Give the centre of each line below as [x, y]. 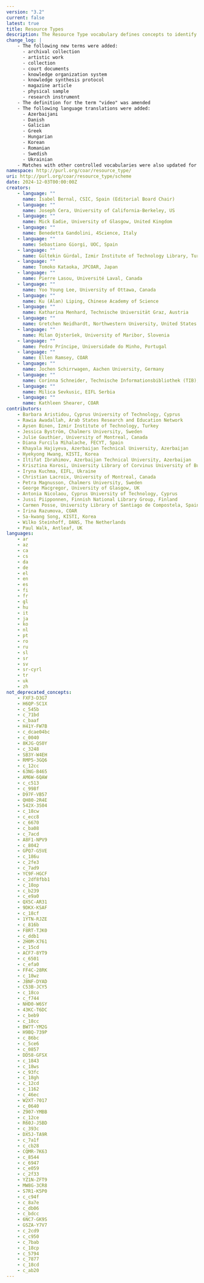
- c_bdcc [28, 1214]
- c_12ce [28, 1117]
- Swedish [35, 154]
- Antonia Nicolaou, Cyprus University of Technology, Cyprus [97, 494]
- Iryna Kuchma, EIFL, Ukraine [57, 471]
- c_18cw [28, 812]
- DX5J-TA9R [32, 1135]
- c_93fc [28, 1072]
